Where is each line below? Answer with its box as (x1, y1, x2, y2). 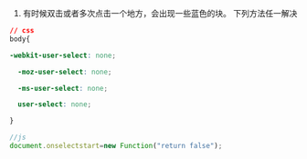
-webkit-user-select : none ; (9, 51, 117, 60)
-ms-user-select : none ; (17, 84, 108, 93)
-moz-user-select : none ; (17, 67, 112, 76)
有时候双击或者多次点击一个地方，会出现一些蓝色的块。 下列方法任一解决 (22, 8, 298, 18)
